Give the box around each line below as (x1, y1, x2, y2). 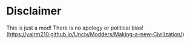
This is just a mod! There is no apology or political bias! (6, 24, 144, 31)
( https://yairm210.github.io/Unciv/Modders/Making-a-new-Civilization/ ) (6, 30, 185, 37)
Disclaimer (6, 4, 62, 18)
